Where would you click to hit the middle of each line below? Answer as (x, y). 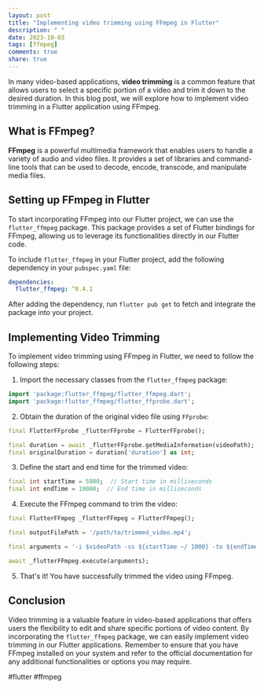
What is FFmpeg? (52, 132)
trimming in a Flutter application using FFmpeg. (84, 106)
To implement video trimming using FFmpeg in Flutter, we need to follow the (131, 356)
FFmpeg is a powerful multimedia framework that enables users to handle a (130, 150)
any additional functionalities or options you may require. (100, 662)
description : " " (37, 30)
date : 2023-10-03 (37, 37)
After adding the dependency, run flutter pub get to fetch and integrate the (132, 304)
